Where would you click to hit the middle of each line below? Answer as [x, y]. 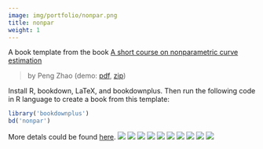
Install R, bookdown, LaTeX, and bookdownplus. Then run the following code [132, 91]
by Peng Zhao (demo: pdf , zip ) [77, 76]
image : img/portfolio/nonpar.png [63, 15]
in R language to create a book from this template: [89, 100]
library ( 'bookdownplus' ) [49, 114]
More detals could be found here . [62, 137]
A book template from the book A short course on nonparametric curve [123, 53]
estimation [25, 60]
